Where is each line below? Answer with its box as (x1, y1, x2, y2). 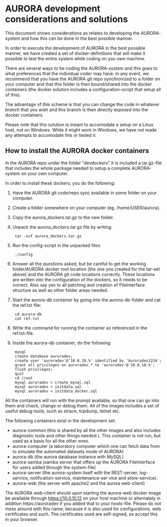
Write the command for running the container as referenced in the (12, 325, 148, 331)
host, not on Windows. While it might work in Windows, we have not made (5, 127, 157, 132)
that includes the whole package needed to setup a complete (5, 165, 131, 171)
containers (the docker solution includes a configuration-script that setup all (5, 86, 161, 92)
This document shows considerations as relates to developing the (5, 30, 140, 36)
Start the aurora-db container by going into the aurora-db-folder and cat (12, 297, 161, 303)
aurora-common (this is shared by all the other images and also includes (12, 427, 161, 433)
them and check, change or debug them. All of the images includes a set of (5, 402, 160, 408)
